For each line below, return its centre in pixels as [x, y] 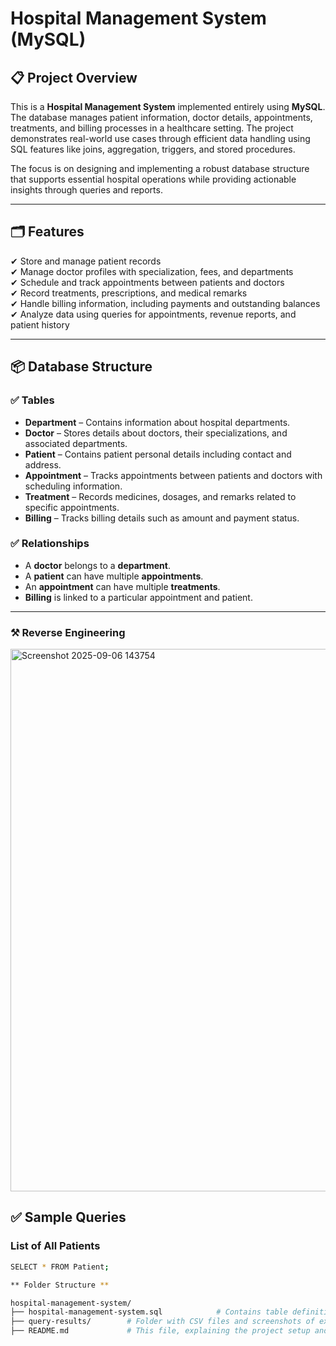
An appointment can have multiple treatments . [122, 586]
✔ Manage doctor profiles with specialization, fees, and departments [152, 271]
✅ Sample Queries [68, 1217]
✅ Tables [32, 400]
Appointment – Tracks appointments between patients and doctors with [173, 475]
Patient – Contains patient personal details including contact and [158, 454]
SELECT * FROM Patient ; [60, 1267]
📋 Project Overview [74, 77]
